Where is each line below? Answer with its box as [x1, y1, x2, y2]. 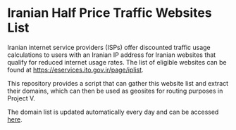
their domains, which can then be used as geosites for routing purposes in [7, 86, 223, 95]
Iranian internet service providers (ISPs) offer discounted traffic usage [7, 43, 211, 51]
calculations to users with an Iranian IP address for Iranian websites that [7, 51, 216, 59]
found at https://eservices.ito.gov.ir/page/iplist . [7, 65, 144, 74]
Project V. [7, 93, 35, 103]
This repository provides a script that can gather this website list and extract [7, 79, 229, 87]
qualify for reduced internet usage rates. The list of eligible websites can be [7, 58, 227, 66]
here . [7, 115, 23, 124]
